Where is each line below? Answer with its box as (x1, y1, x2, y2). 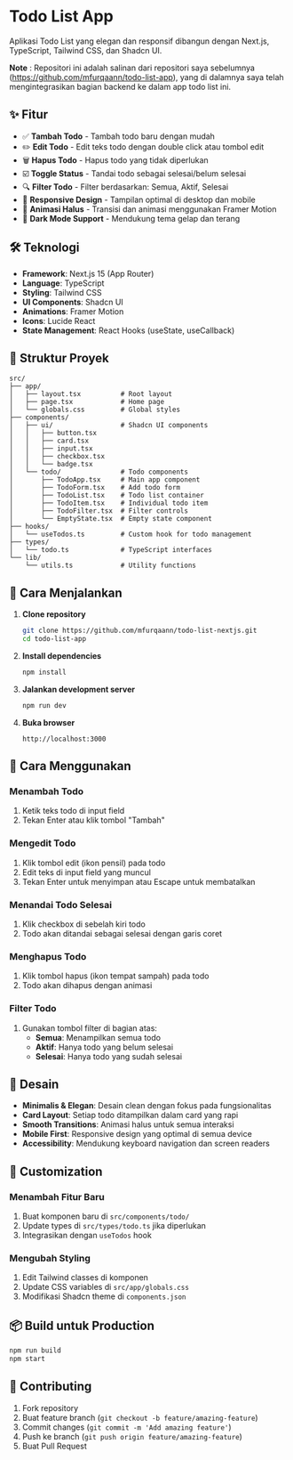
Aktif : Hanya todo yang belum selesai (35, 1042, 174, 1052)
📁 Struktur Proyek (9, 350, 109, 366)
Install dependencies (21, 650, 102, 661)
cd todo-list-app (21, 635, 87, 644)
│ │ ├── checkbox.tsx (9, 452, 105, 461)
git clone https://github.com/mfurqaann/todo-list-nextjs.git (21, 626, 257, 636)
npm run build (9, 1346, 62, 1355)
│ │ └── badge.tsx (9, 460, 93, 469)
